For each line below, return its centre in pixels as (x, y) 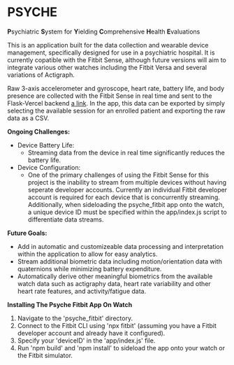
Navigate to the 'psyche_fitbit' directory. (75, 318)
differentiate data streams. (66, 219)
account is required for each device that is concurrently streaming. (124, 197)
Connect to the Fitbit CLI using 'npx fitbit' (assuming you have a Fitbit (117, 325)
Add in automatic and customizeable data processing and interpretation (120, 246)
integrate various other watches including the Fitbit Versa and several (107, 67)
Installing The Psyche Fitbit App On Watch (70, 304)
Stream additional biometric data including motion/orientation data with (119, 261)
